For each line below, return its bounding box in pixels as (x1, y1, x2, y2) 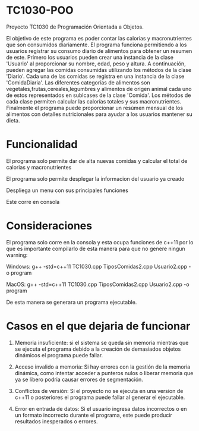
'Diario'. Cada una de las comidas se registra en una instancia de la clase (6, 73, 185, 80)
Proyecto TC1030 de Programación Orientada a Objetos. (6, 23, 144, 30)
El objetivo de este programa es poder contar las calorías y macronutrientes (6, 34, 192, 42)
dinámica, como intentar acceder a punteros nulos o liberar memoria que (14, 369, 194, 376)
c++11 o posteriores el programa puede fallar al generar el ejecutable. (14, 394, 185, 401)
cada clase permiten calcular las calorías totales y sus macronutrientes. (6, 97, 182, 105)
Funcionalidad (6, 138, 78, 152)
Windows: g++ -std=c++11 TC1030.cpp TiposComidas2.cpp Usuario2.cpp (6, 263, 187, 270)
